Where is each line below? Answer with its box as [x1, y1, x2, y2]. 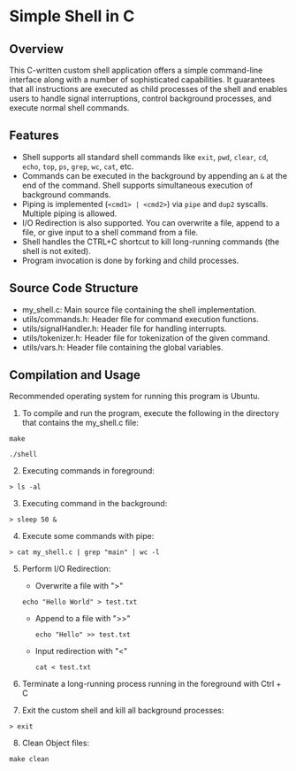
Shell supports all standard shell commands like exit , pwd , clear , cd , [21, 151, 269, 162]
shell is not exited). [21, 245, 91, 256]
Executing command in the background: [21, 498, 168, 509]
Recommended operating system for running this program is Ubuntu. [9, 391, 261, 402]
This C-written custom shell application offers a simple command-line [9, 65, 263, 75]
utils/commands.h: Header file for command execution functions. [21, 313, 259, 324]
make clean [9, 755, 49, 764]
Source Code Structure [9, 281, 139, 296]
